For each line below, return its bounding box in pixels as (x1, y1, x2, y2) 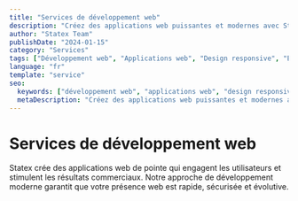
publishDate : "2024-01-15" (9, 37, 109, 47)
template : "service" (9, 71, 86, 80)
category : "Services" (9, 46, 90, 55)
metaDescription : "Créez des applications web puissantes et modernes (17, 95, 284, 104)
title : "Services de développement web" (9, 12, 161, 22)
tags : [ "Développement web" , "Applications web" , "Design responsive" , (9, 54, 279, 63)
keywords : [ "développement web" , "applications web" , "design (17, 87, 252, 96)
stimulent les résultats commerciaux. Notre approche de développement (9, 172, 273, 182)
